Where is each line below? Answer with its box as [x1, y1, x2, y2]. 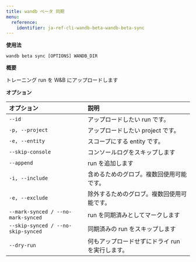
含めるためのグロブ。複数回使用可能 [87, 170, 187, 179]
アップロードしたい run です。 [87, 116, 170, 124]
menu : [6, 14, 19, 20]
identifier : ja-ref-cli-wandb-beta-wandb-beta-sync [16, 25, 145, 31]
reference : [11, 19, 38, 25]
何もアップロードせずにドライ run [87, 237, 181, 246]
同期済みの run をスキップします [87, 225, 176, 233]
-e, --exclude [9, 195, 48, 201]
